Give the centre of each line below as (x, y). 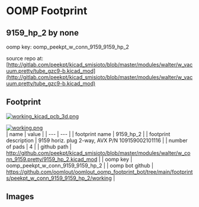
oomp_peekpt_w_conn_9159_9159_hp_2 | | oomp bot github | (80, 165)
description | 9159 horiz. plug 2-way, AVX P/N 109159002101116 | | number (97, 140)
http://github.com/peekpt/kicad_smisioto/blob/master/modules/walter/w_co (98, 153)
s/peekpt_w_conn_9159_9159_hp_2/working (59, 178)
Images (20, 197)
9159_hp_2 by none (42, 33)
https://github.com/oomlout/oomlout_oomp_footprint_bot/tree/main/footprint (99, 172)
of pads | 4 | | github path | (39, 147)
